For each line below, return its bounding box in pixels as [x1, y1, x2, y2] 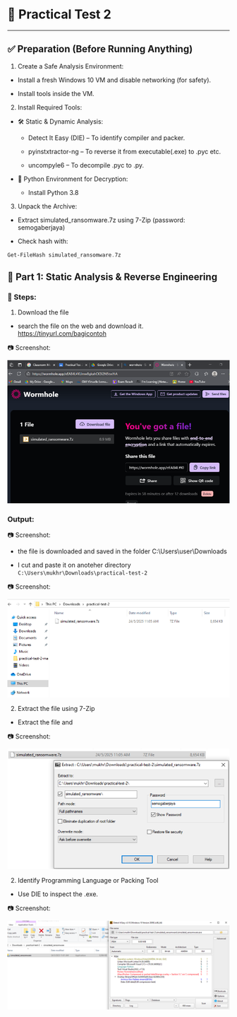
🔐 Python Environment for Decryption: [17, 175, 128, 183]
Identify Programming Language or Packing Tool [17, 876, 159, 885]
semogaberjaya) [17, 223, 66, 232]
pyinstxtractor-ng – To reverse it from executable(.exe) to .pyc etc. [28, 147, 221, 155]
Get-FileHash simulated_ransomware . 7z [7, 251, 121, 259]
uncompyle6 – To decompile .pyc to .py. [28, 160, 145, 169]
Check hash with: [17, 237, 68, 245]
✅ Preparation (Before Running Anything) [7, 43, 193, 55]
